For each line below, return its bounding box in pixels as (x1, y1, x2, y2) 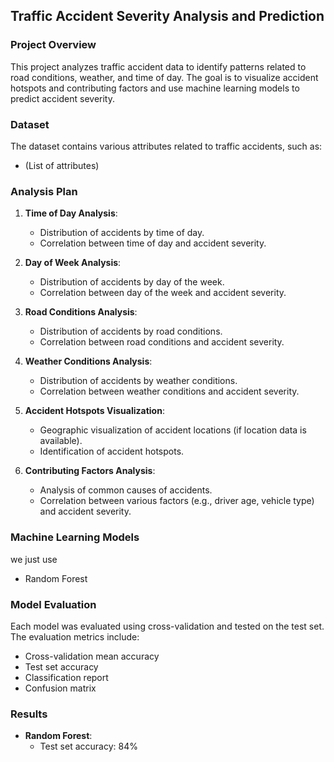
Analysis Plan (10, 184, 78, 198)
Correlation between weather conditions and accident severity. (39, 385, 300, 398)
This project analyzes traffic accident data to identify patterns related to (10, 60, 307, 73)
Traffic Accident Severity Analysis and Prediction (10, 8, 325, 25)
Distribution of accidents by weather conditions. (39, 375, 238, 387)
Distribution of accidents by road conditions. (39, 325, 223, 338)
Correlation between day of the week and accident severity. (39, 287, 287, 299)
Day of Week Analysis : (24, 257, 122, 269)
